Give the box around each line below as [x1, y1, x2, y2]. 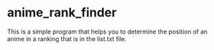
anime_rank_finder [7, 5, 117, 21]
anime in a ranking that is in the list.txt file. [7, 34, 127, 42]
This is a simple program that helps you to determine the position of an [7, 27, 208, 36]
